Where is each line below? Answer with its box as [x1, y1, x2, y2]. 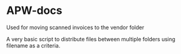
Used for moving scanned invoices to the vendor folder [6, 24, 145, 31]
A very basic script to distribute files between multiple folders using [6, 35, 176, 42]
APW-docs [6, 4, 63, 18]
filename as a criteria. [6, 42, 61, 49]
